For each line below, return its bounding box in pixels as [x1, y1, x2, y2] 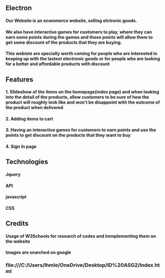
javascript [5, 194, 27, 200]
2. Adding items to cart [5, 115, 54, 122]
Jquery [5, 171, 21, 177]
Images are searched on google [5, 250, 72, 255]
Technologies [5, 158, 49, 166]
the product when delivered [5, 105, 63, 111]
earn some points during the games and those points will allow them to [5, 34, 153, 40]
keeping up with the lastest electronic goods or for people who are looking [5, 56, 161, 62]
